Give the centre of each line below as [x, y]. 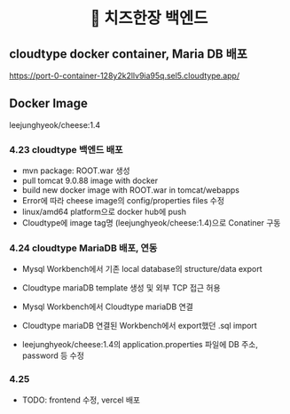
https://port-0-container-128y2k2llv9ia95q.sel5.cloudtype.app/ [125, 76]
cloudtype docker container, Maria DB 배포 [129, 54]
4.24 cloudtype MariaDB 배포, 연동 [83, 248]
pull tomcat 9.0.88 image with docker [90, 181]
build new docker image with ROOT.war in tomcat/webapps [130, 190]
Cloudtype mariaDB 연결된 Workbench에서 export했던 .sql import [139, 326]
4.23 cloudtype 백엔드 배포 [66, 149]
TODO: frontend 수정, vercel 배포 [81, 400]
